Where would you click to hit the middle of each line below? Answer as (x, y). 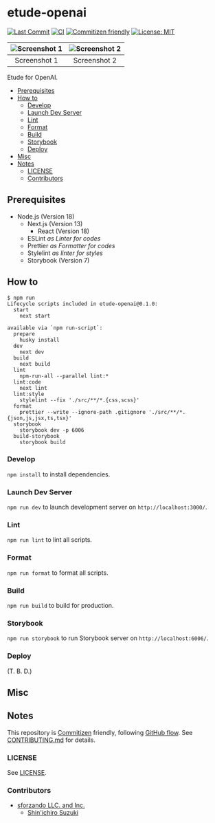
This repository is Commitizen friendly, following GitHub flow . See (100, 732)
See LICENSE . (27, 773)
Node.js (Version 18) (46, 216)
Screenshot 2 (95, 60)
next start (35, 316)
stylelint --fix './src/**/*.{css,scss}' (79, 400)
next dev (32, 352)
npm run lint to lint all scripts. (50, 540)
